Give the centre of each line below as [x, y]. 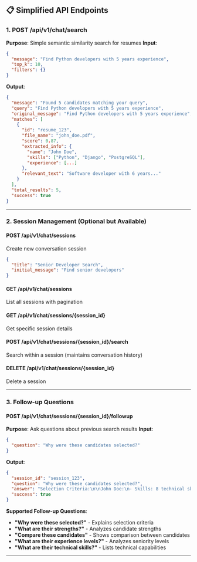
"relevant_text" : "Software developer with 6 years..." [91, 174]
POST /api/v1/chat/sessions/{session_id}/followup [69, 416]
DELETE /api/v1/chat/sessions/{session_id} [60, 368]
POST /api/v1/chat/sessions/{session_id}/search [67, 342]
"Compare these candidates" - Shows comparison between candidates [102, 535]
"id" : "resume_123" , [47, 130]
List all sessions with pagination [45, 302]
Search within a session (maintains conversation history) [74, 355]
